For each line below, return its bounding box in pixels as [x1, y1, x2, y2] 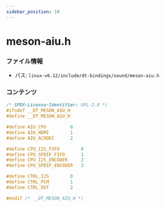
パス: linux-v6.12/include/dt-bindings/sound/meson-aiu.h [14, 72, 160, 79]
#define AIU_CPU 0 [6, 124, 73, 130]
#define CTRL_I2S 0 [6, 173, 73, 179]
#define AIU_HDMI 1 [6, 129, 73, 135]
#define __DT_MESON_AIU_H [6, 113, 70, 120]
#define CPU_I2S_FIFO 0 [6, 146, 84, 152]
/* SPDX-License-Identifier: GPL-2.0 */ [6, 102, 108, 108]
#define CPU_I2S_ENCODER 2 [6, 157, 84, 163]
